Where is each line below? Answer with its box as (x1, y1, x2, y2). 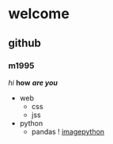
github (8, 36, 42, 50)
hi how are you (8, 78, 58, 87)
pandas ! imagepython (31, 127, 105, 136)
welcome (8, 5, 70, 23)
